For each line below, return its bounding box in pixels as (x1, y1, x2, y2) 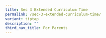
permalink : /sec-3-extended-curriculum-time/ (5, 12, 101, 17)
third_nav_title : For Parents (5, 26, 68, 31)
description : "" (5, 21, 39, 26)
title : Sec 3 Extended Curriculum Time (5, 7, 88, 12)
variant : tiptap (5, 16, 39, 21)
